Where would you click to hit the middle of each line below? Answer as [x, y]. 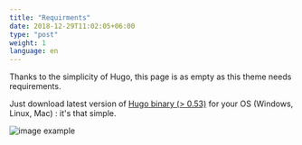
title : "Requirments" [50, 18]
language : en [34, 51]
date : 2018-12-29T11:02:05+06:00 [72, 26]
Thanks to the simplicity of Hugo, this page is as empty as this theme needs [151, 77]
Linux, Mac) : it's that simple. [63, 113]
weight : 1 [28, 43]
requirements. [35, 86]
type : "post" [34, 34]
